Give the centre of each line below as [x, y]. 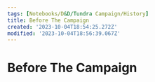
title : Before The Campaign [48, 20]
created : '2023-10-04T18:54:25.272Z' [62, 27]
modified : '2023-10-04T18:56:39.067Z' [64, 33]
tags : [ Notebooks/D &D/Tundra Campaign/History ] [78, 14]
